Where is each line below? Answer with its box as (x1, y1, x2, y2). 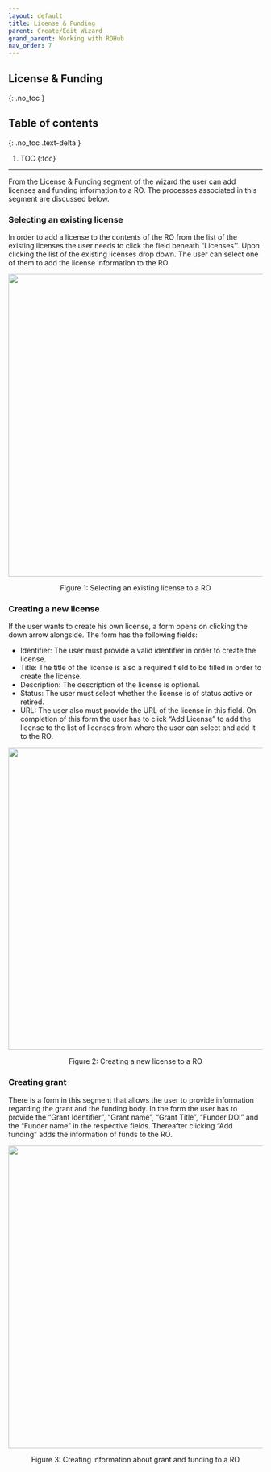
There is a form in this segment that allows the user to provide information (8, 1095, 254, 1105)
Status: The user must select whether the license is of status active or (19, 689, 252, 698)
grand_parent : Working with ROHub (8, 34, 125, 43)
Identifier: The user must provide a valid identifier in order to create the (19, 646, 256, 656)
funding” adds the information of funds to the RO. (8, 1129, 173, 1139)
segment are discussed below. (8, 194, 110, 203)
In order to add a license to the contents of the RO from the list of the (8, 232, 238, 242)
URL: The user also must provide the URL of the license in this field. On (19, 706, 256, 715)
